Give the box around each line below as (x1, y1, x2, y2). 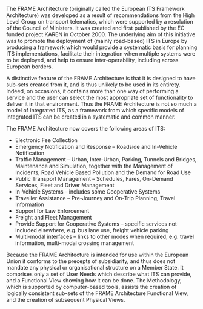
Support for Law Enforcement (15, 207, 90, 214)
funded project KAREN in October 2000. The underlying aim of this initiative (6, 31, 196, 38)
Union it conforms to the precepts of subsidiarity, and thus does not (6, 258, 176, 265)
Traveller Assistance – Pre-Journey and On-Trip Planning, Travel (15, 195, 176, 201)
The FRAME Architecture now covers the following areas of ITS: (6, 125, 165, 132)
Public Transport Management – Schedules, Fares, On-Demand (15, 175, 174, 182)
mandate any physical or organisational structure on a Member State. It (6, 264, 184, 271)
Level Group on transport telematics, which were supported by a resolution (6, 18, 193, 25)
